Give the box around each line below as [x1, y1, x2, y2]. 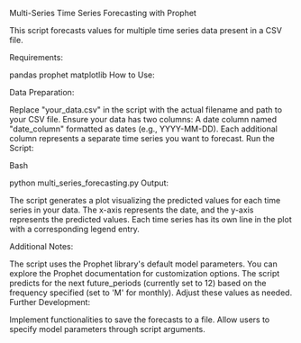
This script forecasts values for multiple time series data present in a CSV [9, 25, 282, 35]
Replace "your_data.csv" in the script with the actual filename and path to [9, 104, 282, 115]
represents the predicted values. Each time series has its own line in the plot [9, 214, 292, 224]
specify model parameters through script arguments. [9, 324, 205, 334]
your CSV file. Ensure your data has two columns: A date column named [9, 114, 278, 124]
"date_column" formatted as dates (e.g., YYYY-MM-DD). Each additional [9, 123, 278, 134]
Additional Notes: [9, 241, 74, 251]
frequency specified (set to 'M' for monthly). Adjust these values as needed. [9, 287, 293, 298]
